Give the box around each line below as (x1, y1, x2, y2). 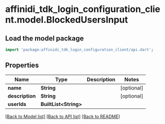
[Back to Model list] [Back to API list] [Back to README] (5, 113, 120, 119)
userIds (8, 100, 27, 107)
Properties (5, 61, 39, 69)
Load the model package (5, 34, 84, 42)
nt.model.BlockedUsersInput (5, 14, 128, 25)
